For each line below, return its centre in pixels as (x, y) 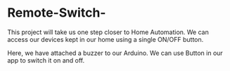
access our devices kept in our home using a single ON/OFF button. (106, 39)
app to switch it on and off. (46, 60)
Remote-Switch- (57, 13)
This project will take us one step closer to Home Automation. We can (108, 32)
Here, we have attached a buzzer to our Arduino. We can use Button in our (115, 53)
